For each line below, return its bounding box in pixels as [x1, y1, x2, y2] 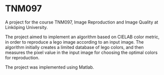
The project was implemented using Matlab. [5, 64, 95, 70]
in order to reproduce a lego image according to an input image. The [5, 39, 144, 45]
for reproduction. [5, 54, 40, 60]
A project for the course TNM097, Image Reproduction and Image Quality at [5, 19, 159, 25]
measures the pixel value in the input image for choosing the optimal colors [5, 50, 158, 55]
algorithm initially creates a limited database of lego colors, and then [5, 44, 144, 50]
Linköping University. [5, 24, 48, 30]
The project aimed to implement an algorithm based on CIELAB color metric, [5, 34, 160, 40]
